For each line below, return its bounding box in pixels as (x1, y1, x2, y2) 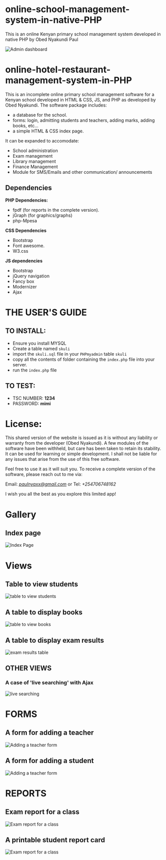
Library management (12, 158, 57, 164)
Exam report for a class (5, 807, 80, 817)
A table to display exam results (5, 636, 104, 645)
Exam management (12, 153, 53, 159)
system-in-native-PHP (5, 14, 102, 26)
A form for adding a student (5, 756, 94, 765)
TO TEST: (5, 381, 36, 390)
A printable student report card (5, 835, 105, 844)
